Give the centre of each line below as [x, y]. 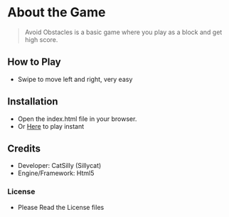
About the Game [57, 12]
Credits [24, 148]
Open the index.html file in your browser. [77, 119]
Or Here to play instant [51, 126]
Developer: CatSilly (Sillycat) [59, 166]
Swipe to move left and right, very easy [75, 79]
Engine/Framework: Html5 [56, 173]
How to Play [34, 62]
